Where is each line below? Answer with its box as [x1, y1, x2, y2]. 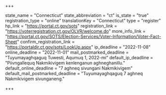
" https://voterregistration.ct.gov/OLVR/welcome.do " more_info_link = [5, 28, 146, 34]
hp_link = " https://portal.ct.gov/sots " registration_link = [5, 23, 117, 29]
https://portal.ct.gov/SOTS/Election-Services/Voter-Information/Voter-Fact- [7, 33, 161, 39]
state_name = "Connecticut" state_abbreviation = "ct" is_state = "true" [5, 12, 149, 18]
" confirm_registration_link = [17, 39, 75, 45]
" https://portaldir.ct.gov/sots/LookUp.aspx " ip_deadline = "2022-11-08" [5, 44, 151, 50]
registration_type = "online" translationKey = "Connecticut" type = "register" [5, 18, 161, 23]
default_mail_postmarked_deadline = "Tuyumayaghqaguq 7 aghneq [5, 71, 143, 76]
